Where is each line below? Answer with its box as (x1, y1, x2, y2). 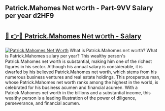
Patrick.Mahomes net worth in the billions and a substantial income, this (5, 90, 151, 95)
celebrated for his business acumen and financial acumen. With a (5, 84, 138, 90)
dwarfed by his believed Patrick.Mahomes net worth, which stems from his (5, 69, 157, 75)
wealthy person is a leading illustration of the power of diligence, (5, 95, 136, 101)
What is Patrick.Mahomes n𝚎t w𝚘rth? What (69, 48, 158, 53)
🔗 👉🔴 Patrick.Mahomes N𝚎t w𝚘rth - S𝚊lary (5, 32, 141, 40)
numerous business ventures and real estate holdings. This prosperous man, (5, 74, 161, 80)
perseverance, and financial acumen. (5, 100, 80, 106)
